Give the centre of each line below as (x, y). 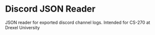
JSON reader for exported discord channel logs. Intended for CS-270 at (78, 22)
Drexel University (23, 27)
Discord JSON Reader (50, 9)
